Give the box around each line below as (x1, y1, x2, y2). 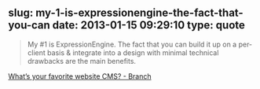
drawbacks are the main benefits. (27, 56, 136, 65)
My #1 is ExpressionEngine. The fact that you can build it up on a (27, 39, 237, 49)
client (27, 47, 46, 57)
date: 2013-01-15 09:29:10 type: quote (52, 19, 246, 32)
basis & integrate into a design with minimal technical (46, 47, 219, 57)
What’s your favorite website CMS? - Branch (8, 71, 152, 81)
